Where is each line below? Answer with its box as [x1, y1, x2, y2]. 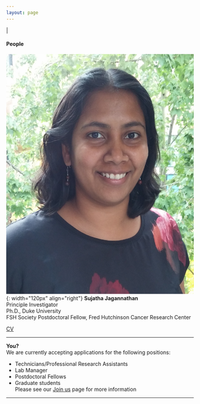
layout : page [6, 10, 39, 16]
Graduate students [14, 380, 61, 387]
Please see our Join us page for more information [14, 386, 137, 393]
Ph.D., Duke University [6, 307, 61, 314]
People [6, 41, 24, 48]
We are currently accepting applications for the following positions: [6, 349, 171, 356]
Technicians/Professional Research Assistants [14, 360, 128, 368]
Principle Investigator [6, 301, 58, 309]
